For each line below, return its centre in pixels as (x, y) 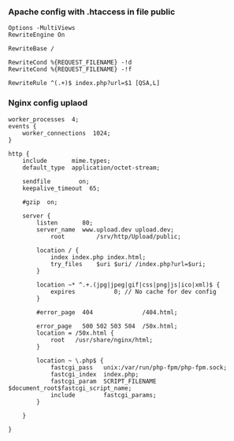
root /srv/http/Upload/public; (115, 236)
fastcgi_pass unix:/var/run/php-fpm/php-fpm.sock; (138, 367)
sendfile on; (56, 181)
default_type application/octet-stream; (91, 168)
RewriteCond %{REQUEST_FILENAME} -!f (70, 69)
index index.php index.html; (98, 257)
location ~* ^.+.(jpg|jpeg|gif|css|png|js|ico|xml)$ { (128, 285)
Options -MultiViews (42, 28)
